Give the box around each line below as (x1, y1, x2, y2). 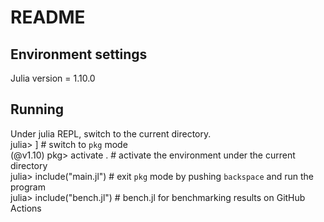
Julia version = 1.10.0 (10, 72, 96, 84)
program (10, 181, 46, 193)
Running (10, 101, 65, 118)
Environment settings (10, 46, 148, 63)
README (10, 6, 86, 29)
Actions (10, 202, 42, 214)
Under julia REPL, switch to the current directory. (10, 127, 212, 140)
